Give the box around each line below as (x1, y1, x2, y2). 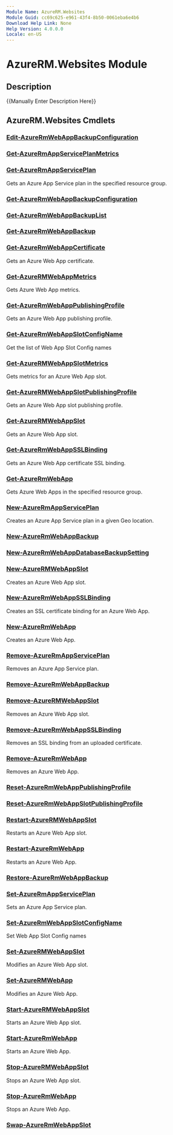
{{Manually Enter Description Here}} (6, 98, 97, 105)
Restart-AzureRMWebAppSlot (6, 816, 97, 824)
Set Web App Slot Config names (6, 932, 86, 939)
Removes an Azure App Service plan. (6, 665, 99, 672)
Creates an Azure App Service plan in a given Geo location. (6, 517, 154, 524)
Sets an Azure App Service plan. (6, 903, 87, 910)
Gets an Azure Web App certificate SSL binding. (6, 459, 126, 466)
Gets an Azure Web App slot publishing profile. (6, 402, 123, 409)
